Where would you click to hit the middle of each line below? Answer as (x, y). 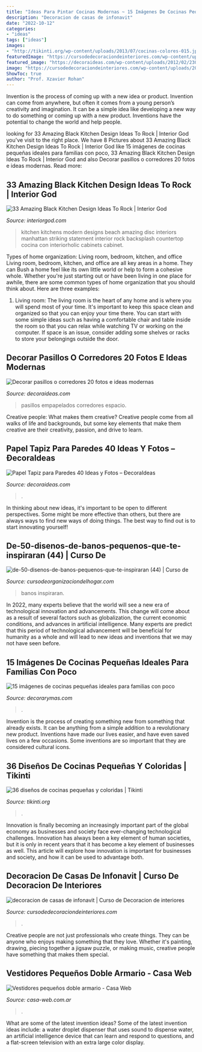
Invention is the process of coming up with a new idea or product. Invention (100, 97)
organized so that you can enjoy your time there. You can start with (98, 313)
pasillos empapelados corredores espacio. (74, 405)
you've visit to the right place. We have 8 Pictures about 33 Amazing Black (99, 140)
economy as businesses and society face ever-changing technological (94, 831)
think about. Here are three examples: (53, 289)
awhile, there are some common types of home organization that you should (101, 282)
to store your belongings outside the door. (67, 339)
